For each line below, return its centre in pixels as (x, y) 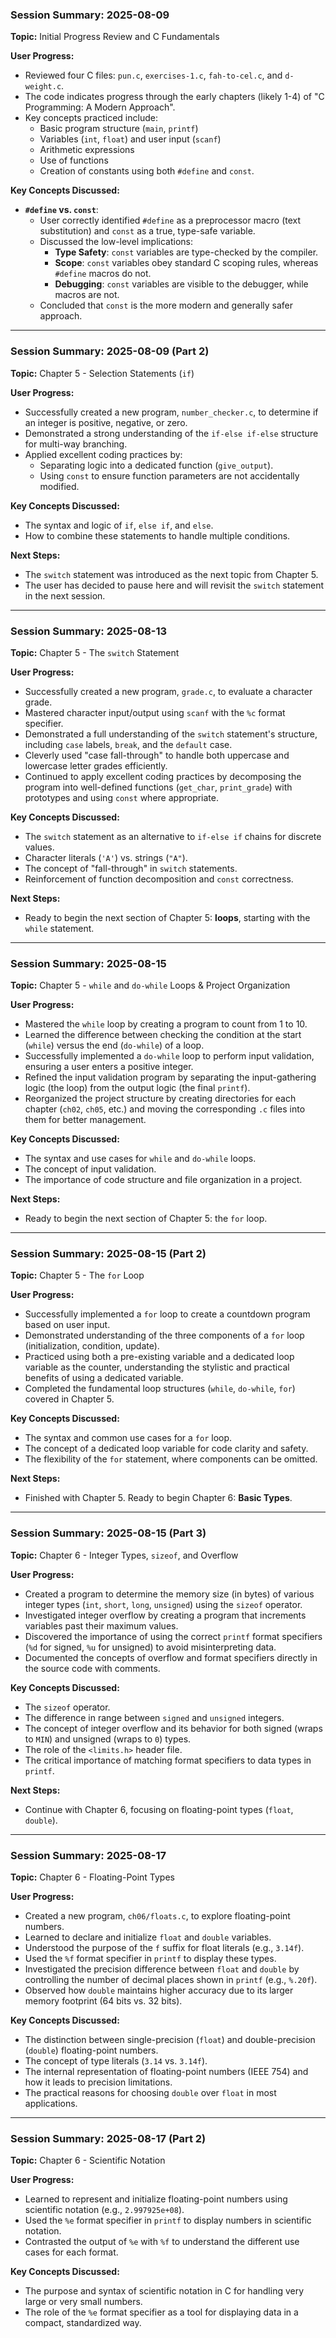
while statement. (59, 928)
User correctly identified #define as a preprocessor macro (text (170, 220)
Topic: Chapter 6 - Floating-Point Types (92, 1877)
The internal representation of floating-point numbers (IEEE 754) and (166, 2072)
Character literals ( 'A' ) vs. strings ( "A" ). (106, 857)
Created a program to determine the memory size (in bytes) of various (169, 1594)
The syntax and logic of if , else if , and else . (119, 525)
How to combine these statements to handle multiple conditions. (157, 535)
